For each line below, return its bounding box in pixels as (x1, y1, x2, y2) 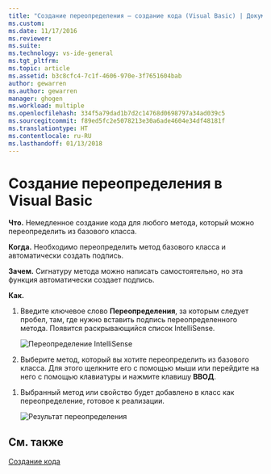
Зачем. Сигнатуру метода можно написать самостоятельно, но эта (8, 266, 244, 276)
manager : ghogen (8, 94, 63, 103)
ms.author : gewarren (8, 86, 78, 95)
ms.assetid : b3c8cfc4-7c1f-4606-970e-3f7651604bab (8, 72, 182, 80)
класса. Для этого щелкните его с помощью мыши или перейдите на (19, 363, 260, 373)
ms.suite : (8, 42, 42, 50)
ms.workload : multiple (8, 102, 85, 110)
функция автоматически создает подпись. (8, 275, 155, 285)
